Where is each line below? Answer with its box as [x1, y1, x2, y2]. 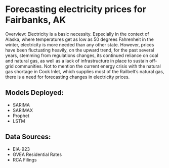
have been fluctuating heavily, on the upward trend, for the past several [5, 47, 154, 53]
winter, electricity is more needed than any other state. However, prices [5, 41, 154, 47]
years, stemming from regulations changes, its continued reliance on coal [5, 52, 158, 59]
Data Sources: [5, 133, 51, 141]
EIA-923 [12, 146, 30, 152]
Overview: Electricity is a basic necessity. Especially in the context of [5, 31, 149, 37]
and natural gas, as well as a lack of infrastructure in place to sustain [5, 58, 148, 64]
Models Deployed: [5, 88, 64, 97]
